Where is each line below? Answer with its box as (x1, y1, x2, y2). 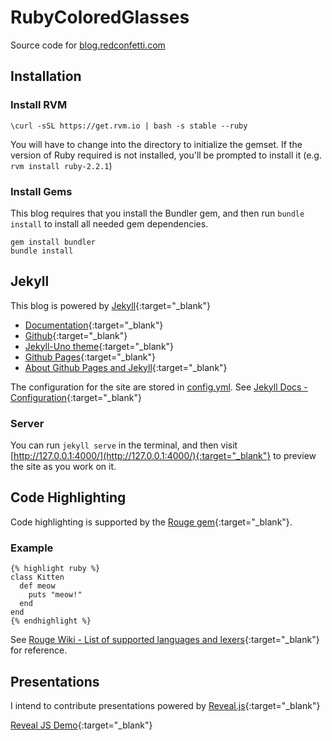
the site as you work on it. (10, 461, 117, 473)
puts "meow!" (28, 590, 83, 600)
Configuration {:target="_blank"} (10, 391, 142, 403)
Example (10, 541, 54, 555)
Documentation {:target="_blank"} (24, 319, 164, 331)
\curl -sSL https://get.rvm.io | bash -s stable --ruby (10, 121, 248, 131)
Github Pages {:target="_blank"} (24, 351, 157, 363)
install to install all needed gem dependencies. (10, 217, 209, 230)
